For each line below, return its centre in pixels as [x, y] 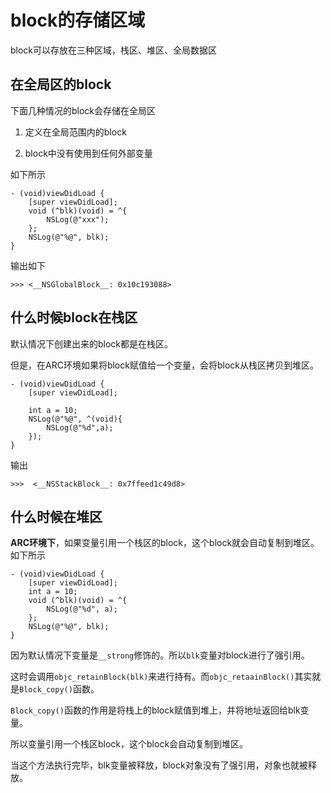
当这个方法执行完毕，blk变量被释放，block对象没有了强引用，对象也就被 [159, 765]
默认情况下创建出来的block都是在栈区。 [92, 343]
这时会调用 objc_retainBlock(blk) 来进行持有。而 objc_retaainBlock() [152, 677]
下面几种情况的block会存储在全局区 [83, 110]
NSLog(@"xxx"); [78, 219]
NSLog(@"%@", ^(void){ [75, 419]
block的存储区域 [78, 20]
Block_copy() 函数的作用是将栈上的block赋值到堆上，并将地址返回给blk [155, 710]
